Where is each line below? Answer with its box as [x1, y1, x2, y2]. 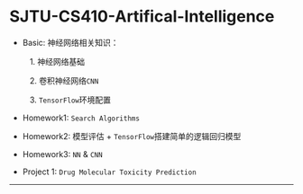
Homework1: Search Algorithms [22, 112, 140, 123]
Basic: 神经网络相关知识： [22, 37, 119, 48]
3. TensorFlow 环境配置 [29, 94, 111, 105]
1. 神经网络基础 [29, 56, 86, 66]
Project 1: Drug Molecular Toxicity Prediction [22, 166, 197, 177]
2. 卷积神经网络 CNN [29, 75, 99, 86]
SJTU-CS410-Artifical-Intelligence [9, 6, 275, 27]
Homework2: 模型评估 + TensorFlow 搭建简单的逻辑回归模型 [22, 130, 242, 141]
